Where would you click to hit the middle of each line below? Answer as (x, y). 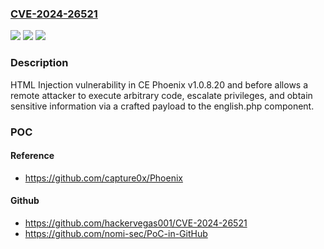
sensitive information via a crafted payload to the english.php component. (162, 106)
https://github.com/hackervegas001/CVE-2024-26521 (136, 223)
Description (39, 63)
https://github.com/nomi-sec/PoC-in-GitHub (116, 233)
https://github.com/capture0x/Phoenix (103, 178)
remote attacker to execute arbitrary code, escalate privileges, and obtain (161, 95)
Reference (32, 156)
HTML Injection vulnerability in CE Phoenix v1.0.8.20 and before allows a (159, 84)
